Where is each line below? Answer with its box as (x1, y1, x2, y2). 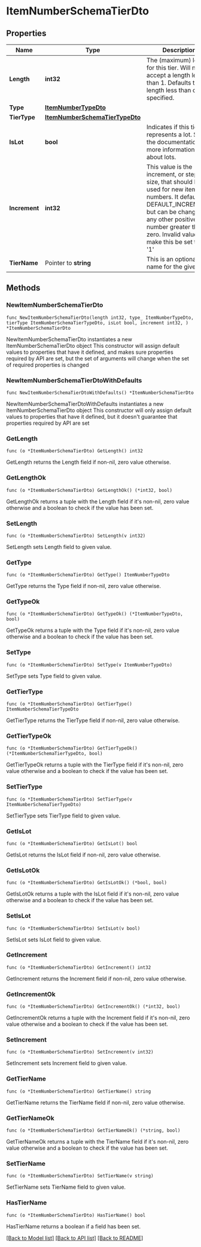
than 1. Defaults (146, 79, 191, 86)
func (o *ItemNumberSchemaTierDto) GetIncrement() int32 (6, 964, 151, 971)
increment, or (146, 170, 184, 178)
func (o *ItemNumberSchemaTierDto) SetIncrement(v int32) (6, 1049, 154, 1055)
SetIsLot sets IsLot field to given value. (6, 936, 102, 943)
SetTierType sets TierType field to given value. (6, 812, 121, 819)
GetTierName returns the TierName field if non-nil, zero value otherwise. (6, 1099, 185, 1106)
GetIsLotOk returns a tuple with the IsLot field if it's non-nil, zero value (6, 890, 179, 897)
